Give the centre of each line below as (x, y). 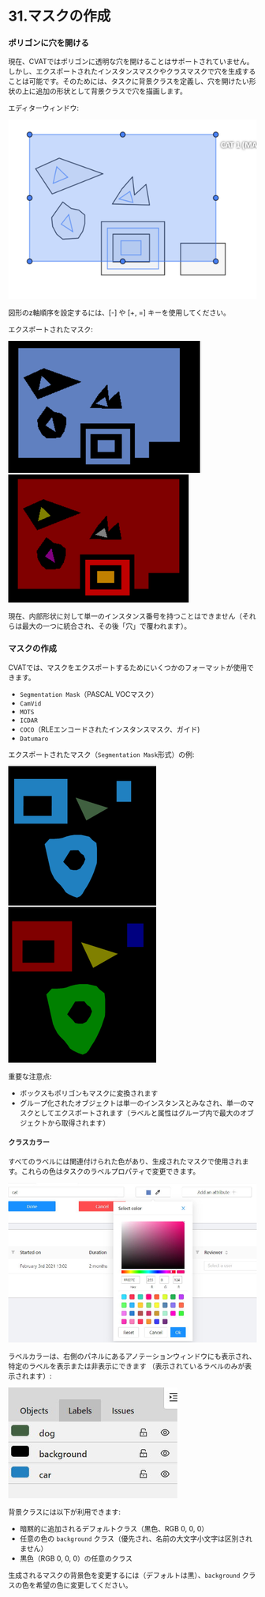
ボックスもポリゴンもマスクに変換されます (89, 1093)
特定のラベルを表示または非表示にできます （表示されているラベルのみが (127, 1366)
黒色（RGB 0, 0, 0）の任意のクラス (76, 1558)
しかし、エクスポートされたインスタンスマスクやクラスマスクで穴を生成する (132, 71)
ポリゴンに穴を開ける (49, 43)
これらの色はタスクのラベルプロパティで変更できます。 (110, 1171)
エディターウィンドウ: (44, 108)
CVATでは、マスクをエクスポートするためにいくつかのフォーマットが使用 (128, 667)
